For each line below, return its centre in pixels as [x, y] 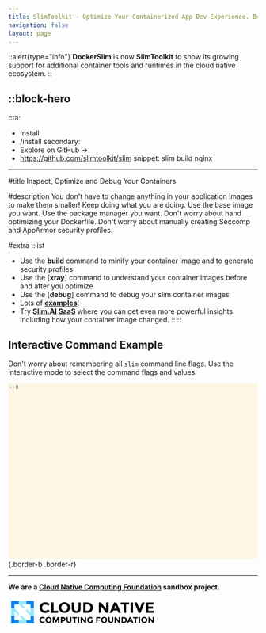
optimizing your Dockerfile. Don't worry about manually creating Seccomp [129, 222]
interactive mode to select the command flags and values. [103, 372]
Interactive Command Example [86, 345]
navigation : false [38, 25]
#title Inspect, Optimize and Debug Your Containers [92, 181]
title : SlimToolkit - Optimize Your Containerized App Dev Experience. [129, 17]
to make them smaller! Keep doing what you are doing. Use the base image [131, 205]
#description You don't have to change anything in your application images [131, 196]
